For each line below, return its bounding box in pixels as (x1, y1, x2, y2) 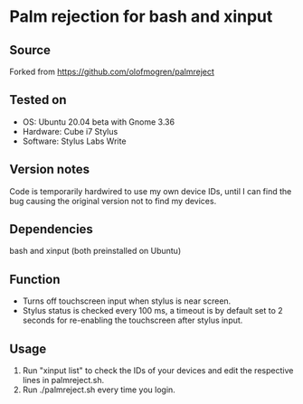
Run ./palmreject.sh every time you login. (22, 384, 176, 395)
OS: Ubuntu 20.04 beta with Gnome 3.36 (22, 116, 175, 127)
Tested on (9, 92, 67, 108)
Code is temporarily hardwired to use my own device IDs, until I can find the (9, 185, 292, 196)
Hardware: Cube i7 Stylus (22, 126, 118, 136)
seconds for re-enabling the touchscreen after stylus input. (22, 315, 243, 326)
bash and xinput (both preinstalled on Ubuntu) (9, 246, 182, 257)
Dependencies (9, 221, 93, 237)
